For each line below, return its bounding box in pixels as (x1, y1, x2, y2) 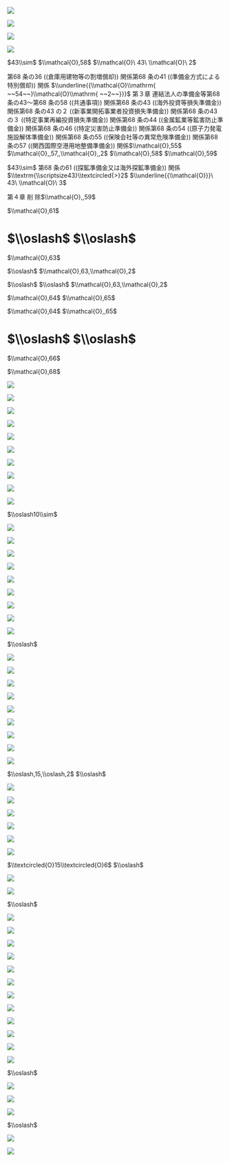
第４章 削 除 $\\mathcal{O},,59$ (7, 193, 96, 201)
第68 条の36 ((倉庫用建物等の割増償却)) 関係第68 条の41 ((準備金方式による (7, 72, 220, 81)
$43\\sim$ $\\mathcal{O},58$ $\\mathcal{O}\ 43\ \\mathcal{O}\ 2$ (7, 59, 197, 66)
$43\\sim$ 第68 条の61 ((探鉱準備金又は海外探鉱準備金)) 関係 (7, 164, 181, 172)
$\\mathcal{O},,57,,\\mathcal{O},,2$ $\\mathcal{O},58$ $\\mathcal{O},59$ (7, 149, 218, 157)
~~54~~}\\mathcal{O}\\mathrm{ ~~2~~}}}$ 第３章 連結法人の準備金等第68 (7, 90, 220, 98)
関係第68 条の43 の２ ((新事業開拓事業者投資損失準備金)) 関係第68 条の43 (7, 107, 218, 115)
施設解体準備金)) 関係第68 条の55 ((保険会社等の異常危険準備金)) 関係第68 (7, 133, 218, 141)
